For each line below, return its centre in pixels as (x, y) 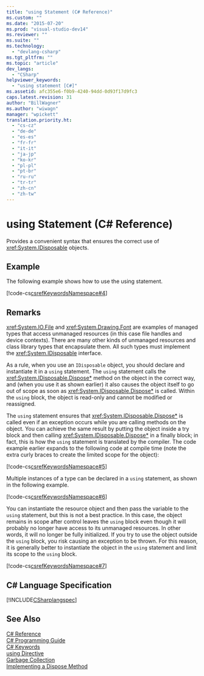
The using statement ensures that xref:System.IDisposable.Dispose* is (95, 416)
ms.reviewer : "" (27, 35)
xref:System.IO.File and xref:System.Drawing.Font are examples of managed (102, 327)
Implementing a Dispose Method (47, 666)
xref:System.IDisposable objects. (48, 248)
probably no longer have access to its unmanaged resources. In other (93, 528)
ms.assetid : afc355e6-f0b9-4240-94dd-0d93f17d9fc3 (72, 92)
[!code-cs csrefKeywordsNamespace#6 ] (57, 497)
